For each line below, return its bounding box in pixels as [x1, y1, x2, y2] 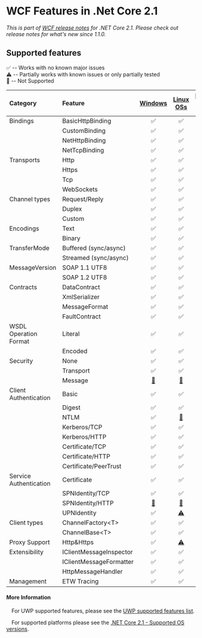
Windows [139, 99, 167, 107]
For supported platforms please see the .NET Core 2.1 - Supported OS [11, 619, 185, 626]
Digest [62, 403, 81, 412]
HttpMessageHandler [62, 567, 123, 575]
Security [9, 356, 33, 365]
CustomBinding [62, 126, 106, 135]
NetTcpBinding [62, 146, 104, 154]
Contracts [9, 283, 37, 291]
